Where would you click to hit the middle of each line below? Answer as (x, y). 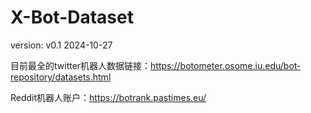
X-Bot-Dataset (72, 17)
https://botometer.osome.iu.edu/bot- (226, 65)
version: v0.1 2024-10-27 (61, 45)
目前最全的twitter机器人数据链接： (81, 65)
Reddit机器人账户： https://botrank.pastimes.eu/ (108, 97)
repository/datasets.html (61, 77)
